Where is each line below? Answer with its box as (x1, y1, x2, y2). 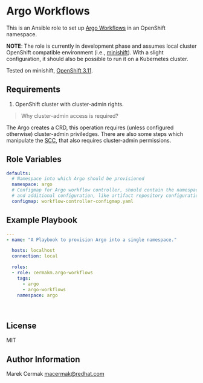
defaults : (6, 170, 31, 176)
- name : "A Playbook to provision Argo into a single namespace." (6, 237, 177, 243)
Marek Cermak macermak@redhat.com (6, 370, 105, 377)
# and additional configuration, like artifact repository (11, 193, 164, 199)
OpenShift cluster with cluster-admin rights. (14, 100, 124, 108)
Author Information (6, 354, 80, 364)
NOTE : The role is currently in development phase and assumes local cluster (6, 42, 197, 50)
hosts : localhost (11, 248, 56, 254)
